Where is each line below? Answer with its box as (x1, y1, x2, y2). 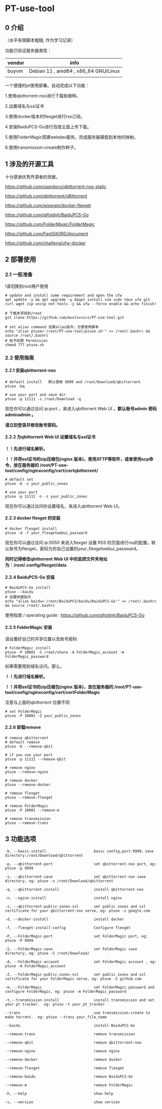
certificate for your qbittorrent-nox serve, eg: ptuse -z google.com (5, 908, 150, 914)
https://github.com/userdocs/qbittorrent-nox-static (5, 183, 106, 190)
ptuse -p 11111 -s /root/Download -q (5, 397, 81, 401)
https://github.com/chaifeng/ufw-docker (5, 240, 86, 246)
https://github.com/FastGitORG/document (5, 230, 88, 236)
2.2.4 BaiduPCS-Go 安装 (5, 574, 55, 580)
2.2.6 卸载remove (5, 725, 41, 730)
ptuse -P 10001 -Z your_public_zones (5, 713, 81, 718)
